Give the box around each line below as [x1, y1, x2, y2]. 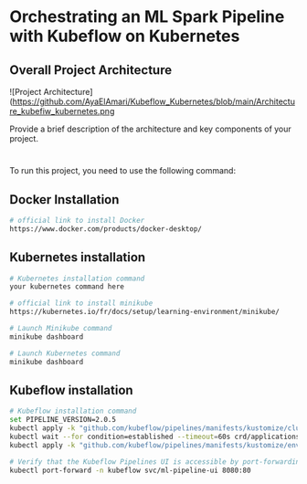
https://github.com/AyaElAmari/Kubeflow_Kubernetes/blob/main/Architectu [12, 96, 295, 107]
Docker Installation [9, 192, 120, 207]
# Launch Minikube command [9, 324, 112, 333]
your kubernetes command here [9, 282, 125, 291]
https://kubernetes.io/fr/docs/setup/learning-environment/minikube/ [9, 308, 281, 317]
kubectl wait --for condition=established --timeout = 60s [9, 432, 231, 441]
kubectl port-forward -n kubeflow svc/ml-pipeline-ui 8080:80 [9, 466, 251, 475]
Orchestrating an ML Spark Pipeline [9, 6, 285, 27]
